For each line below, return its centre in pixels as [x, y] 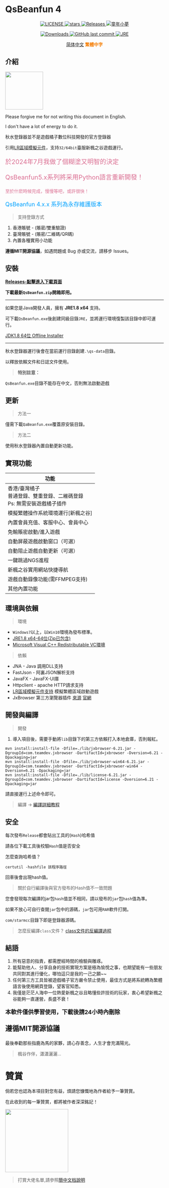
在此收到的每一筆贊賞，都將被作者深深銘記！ [52, 1102]
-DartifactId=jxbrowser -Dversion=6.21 [116, 753]
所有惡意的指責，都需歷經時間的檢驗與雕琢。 [59, 961]
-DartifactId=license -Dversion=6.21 [114, 779]
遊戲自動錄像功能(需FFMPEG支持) [48, 579]
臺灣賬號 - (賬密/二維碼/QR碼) [43, 234]
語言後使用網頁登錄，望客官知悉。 [48, 986]
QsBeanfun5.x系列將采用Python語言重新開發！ [74, 177]
